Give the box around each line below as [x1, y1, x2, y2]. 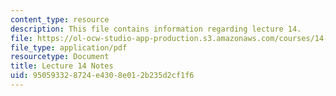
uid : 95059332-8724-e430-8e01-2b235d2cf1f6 [10, 71, 195, 81]
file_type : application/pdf [10, 42, 128, 53]
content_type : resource [10, 14, 110, 25]
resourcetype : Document [10, 52, 110, 62]
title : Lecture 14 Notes [10, 61, 114, 71]
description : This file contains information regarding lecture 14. [10, 24, 302, 34]
